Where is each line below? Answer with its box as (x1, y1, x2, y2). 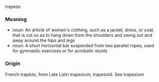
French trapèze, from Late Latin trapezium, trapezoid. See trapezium (5, 71, 144, 77)
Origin (5, 60, 21, 67)
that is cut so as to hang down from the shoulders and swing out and (12, 32, 152, 38)
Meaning (5, 16, 27, 23)
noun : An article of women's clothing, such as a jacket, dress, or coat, (12, 27, 155, 33)
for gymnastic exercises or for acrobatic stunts (12, 48, 108, 54)
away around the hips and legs (12, 37, 75, 43)
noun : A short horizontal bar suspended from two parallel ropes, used (12, 43, 155, 49)
